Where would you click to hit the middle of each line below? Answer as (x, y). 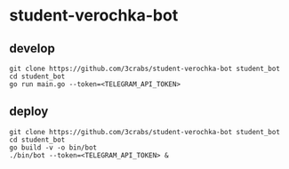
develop (32, 48)
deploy (29, 112)
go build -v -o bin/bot (53, 148)
